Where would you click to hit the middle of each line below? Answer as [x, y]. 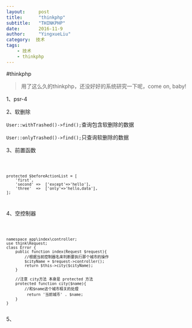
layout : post [28, 12]
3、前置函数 [21, 150]
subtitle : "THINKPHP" [36, 23]
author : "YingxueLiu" [38, 34]
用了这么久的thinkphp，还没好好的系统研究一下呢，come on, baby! [103, 86]
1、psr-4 [17, 99]
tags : [13, 46]
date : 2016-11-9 [34, 29]
